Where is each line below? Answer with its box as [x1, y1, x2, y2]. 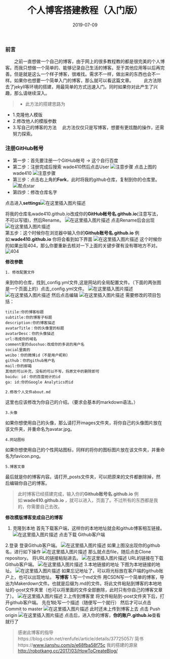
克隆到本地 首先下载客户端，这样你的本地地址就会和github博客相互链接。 [12, 525, 165, 531]
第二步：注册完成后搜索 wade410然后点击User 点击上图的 [12, 164, 157, 170]
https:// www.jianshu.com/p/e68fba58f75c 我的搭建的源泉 [17, 642, 138, 648]
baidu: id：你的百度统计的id [5, 374, 61, 379]
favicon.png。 [14, 453, 44, 459]
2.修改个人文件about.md [5, 389, 51, 394]
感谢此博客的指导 [17, 629, 54, 635]
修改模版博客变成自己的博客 [5, 514, 63, 520]
